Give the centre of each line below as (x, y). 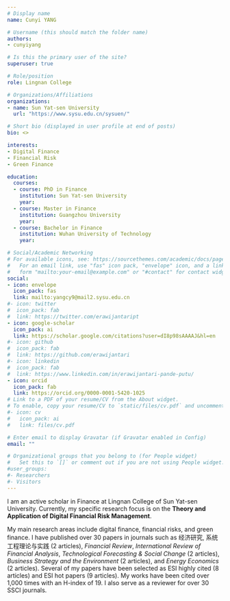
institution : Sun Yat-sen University (73, 196)
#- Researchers (29, 475)
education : (23, 177)
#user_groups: (27, 469)
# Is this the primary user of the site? (67, 58)
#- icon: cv (24, 412)
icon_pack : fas (35, 291)
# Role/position (30, 76)
